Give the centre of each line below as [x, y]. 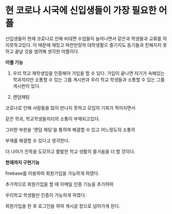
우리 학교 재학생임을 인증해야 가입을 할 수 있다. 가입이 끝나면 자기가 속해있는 [89, 73]
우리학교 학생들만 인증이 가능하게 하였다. [46, 195]
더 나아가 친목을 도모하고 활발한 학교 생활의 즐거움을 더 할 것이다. [70, 151]
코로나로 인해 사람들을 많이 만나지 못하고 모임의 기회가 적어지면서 [71, 108]
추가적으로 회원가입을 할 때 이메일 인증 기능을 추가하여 [60, 184]
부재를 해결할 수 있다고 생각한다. [38, 140]
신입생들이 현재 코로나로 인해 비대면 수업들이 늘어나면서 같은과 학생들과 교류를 [83, 38]
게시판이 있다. [27, 86]
